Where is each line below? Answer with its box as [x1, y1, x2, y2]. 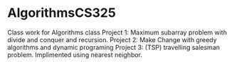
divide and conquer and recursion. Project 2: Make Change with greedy [7, 35, 217, 44]
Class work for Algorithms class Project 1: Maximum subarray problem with [7, 28, 228, 37]
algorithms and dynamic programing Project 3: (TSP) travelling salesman [7, 43, 220, 51]
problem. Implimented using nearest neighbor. [7, 51, 143, 59]
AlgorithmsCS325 [7, 5, 116, 21]
